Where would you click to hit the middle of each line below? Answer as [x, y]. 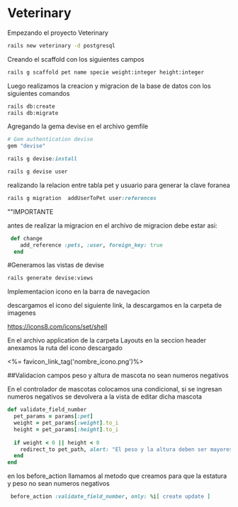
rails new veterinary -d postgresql [61, 45]
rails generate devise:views [50, 278]
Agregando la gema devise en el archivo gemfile [78, 126]
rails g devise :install [42, 159]
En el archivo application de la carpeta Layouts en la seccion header [107, 340]
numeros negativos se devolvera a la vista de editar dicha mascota [105, 397]
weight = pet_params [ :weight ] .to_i [66, 423]
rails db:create [31, 106]
